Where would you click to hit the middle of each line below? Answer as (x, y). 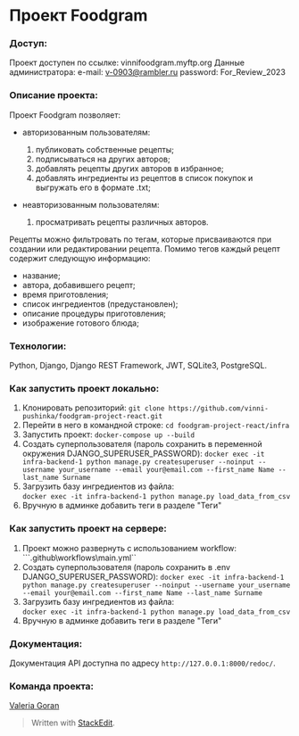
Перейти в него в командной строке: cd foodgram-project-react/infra (156, 426)
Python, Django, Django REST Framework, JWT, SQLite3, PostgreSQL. (138, 366)
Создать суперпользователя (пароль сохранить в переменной (142, 444)
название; (41, 275)
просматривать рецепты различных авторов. (122, 222)
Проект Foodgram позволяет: (65, 115)
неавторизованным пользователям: (91, 204)
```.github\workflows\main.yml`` (79, 558)
